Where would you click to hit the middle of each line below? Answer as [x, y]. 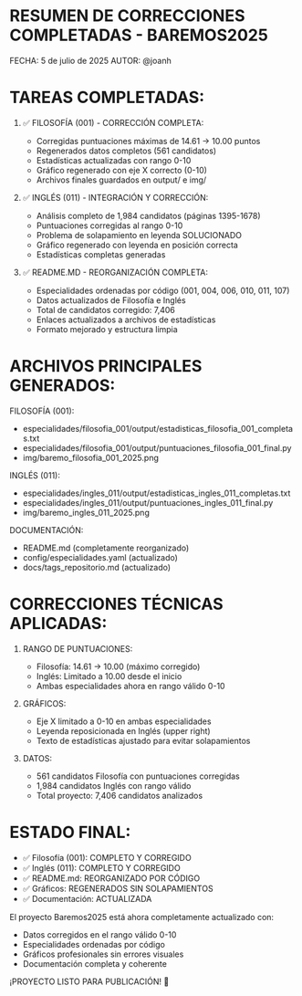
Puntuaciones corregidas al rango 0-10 [109, 225]
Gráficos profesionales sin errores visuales [103, 954]
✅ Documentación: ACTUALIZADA [87, 898]
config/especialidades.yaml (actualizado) [100, 557]
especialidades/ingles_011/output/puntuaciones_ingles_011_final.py [148, 502]
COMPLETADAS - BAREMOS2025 [139, 35]
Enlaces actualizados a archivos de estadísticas [126, 320]
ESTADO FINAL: [70, 832]
